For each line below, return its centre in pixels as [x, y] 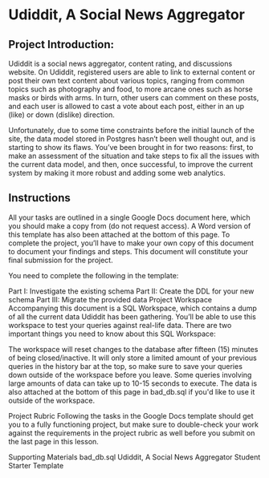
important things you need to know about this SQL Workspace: [112, 334]
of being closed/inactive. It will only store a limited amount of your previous [132, 358]
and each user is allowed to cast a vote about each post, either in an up [126, 106]
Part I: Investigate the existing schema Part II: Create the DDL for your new [131, 291]
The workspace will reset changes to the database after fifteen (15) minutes [133, 349]
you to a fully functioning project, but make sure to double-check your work [134, 424]
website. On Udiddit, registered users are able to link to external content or [132, 72]
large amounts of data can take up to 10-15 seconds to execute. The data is [133, 383]
